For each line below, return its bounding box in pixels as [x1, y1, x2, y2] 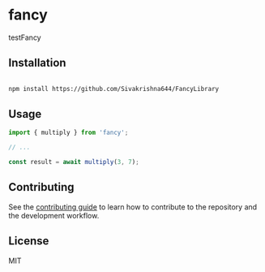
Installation [8, 56, 66, 70]
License [8, 234, 49, 248]
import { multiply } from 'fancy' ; [8, 128, 129, 137]
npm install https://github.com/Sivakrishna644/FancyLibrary [8, 84, 220, 93]
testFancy [8, 32, 42, 42]
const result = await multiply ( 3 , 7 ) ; [8, 158, 139, 166]
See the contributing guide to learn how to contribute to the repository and [8, 201, 258, 212]
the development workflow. [8, 210, 100, 220]
